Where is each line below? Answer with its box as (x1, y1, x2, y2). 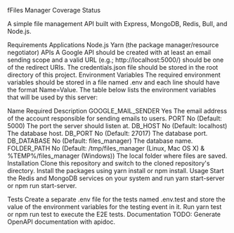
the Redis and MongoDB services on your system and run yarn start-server (7, 174, 225, 182)
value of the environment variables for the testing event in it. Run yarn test (7, 203, 222, 210)
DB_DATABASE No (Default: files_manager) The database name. (7, 137, 193, 145)
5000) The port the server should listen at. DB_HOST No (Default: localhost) (7, 122, 228, 130)
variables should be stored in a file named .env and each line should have (7, 78, 220, 87)
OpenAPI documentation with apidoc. (7, 218, 116, 226)
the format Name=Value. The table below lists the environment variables (7, 86, 216, 94)
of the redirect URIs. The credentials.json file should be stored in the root (7, 63, 219, 71)
